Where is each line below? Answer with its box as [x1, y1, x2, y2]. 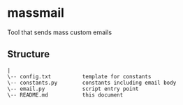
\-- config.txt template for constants [7, 73, 152, 80]
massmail [7, 5, 65, 21]
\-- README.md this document [7, 91, 124, 99]
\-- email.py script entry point [7, 85, 139, 92]
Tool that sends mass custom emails [7, 28, 112, 36]
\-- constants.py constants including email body [7, 79, 177, 86]
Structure [7, 48, 50, 60]
